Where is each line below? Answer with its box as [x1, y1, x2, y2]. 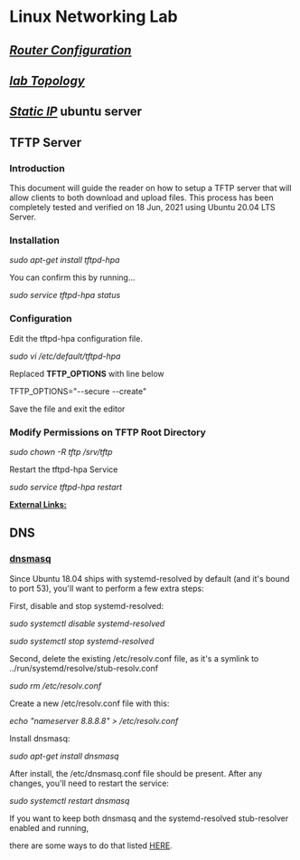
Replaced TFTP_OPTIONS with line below [9, 368, 164, 379]
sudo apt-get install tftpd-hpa [9, 255, 120, 266]
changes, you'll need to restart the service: [9, 778, 170, 788]
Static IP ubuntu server [9, 104, 143, 120]
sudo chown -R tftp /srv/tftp [9, 446, 113, 457]
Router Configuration [9, 43, 132, 58]
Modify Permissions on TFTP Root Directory [9, 426, 206, 439]
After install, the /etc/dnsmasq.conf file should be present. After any [9, 768, 263, 778]
